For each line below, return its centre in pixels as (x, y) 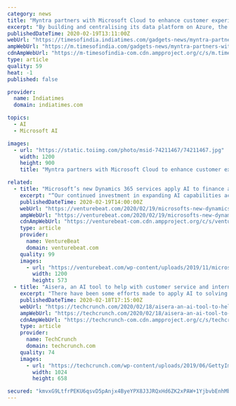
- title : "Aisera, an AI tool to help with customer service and (111, 287)
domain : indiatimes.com (48, 105)
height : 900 (37, 163)
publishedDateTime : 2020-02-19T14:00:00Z (81, 202)
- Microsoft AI (36, 131)
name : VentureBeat (53, 241)
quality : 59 (25, 66)
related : (20, 183)
